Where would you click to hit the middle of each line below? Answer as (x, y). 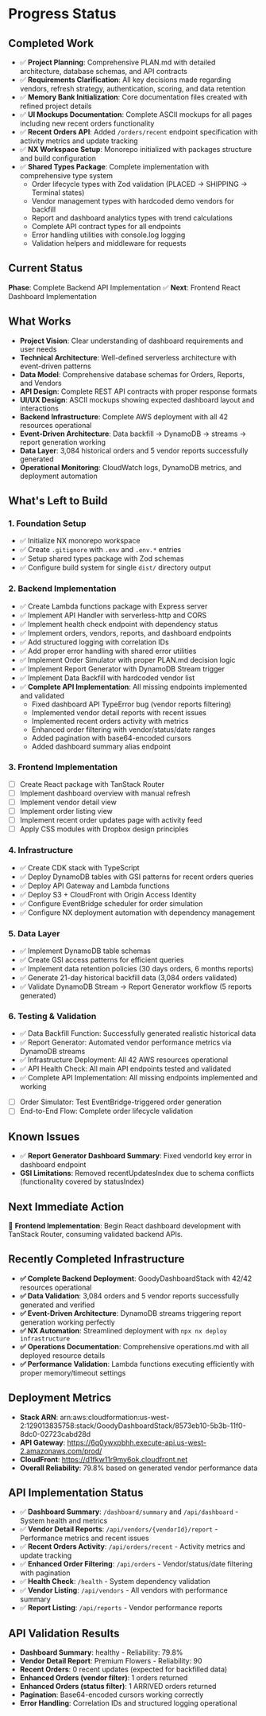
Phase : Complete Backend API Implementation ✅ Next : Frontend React (124, 287)
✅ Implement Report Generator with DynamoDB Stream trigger (122, 668)
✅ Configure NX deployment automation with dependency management (137, 912)
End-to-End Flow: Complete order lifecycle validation (106, 1111)
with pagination (45, 1573)
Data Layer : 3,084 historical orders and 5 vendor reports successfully (134, 450)
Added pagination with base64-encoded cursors (112, 737)
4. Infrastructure (41, 850)
